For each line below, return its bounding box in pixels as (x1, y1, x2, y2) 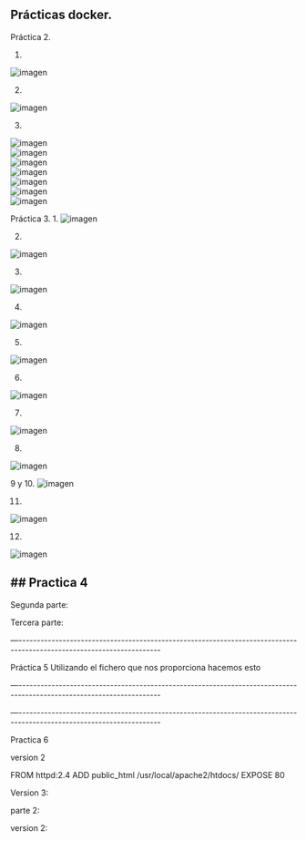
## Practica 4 (10, 575, 88, 590)
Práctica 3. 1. (10, 213, 59, 224)
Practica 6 (10, 733, 49, 745)
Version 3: (10, 787, 49, 798)
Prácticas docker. (10, 7, 113, 23)
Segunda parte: (10, 599, 69, 610)
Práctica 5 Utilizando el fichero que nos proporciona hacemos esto (10, 662, 261, 672)
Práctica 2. (10, 31, 51, 42)
